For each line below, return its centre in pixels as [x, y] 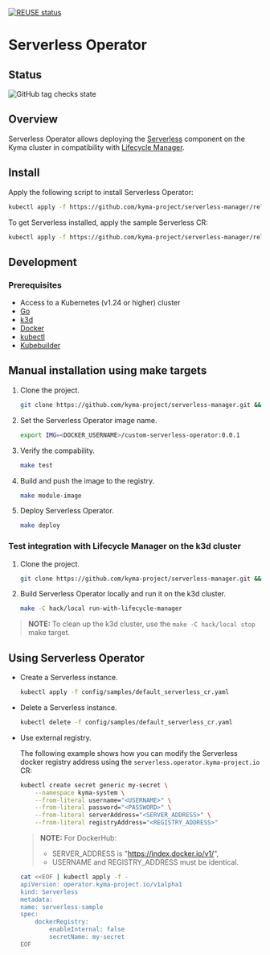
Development [43, 262]
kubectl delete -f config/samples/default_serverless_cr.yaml [126, 722]
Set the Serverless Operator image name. [88, 420]
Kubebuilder [40, 346]
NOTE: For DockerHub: [78, 838]
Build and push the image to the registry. [87, 480]
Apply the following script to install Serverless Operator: [101, 192]
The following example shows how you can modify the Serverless [129, 753]
